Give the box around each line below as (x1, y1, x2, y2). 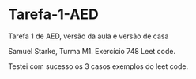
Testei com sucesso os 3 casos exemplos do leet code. (8, 61, 188, 71)
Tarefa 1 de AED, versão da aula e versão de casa (8, 31, 169, 41)
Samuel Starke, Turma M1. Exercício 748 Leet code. (8, 46, 176, 56)
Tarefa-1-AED (8, 5, 99, 23)
